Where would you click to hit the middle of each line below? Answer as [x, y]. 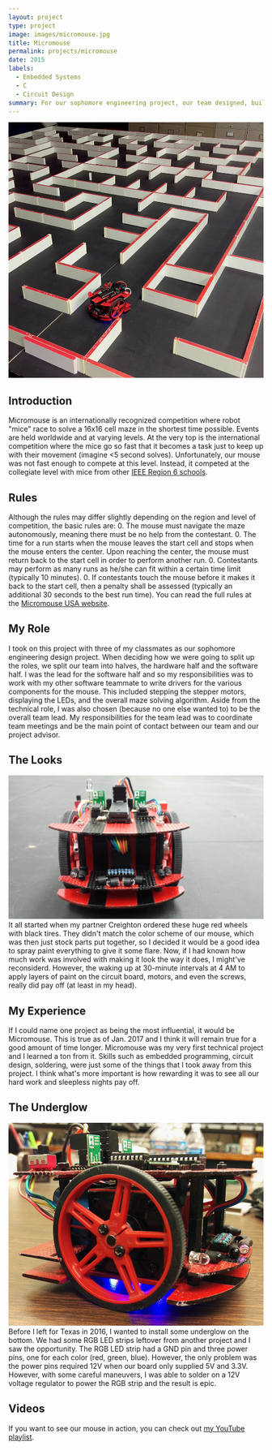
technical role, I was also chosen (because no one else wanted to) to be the [134, 708]
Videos [27, 1409]
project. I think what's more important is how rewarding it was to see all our [134, 1073]
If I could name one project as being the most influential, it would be [121, 1030]
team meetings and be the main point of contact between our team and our [134, 725]
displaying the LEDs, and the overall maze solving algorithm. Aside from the [134, 700]
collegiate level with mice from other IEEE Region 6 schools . [108, 472]
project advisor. [34, 734]
